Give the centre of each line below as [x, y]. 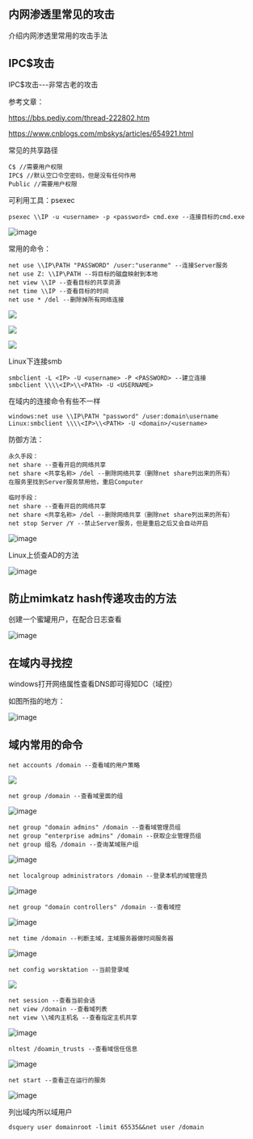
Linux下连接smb [35, 361]
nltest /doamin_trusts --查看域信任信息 [73, 1049]
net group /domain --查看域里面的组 [66, 796]
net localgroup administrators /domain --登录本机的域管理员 [108, 876]
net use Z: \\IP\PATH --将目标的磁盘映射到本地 [83, 274]
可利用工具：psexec [42, 200]
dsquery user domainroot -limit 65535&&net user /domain [106, 1128]
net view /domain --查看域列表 [58, 1009]
